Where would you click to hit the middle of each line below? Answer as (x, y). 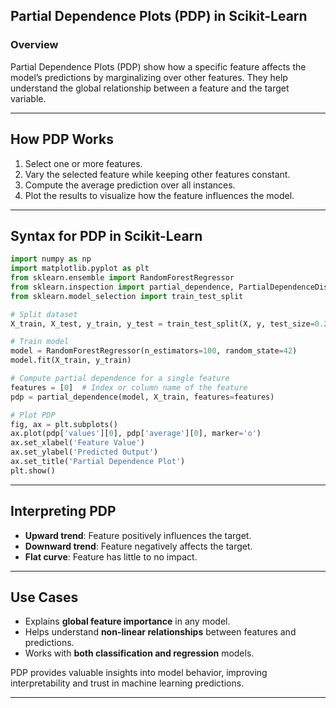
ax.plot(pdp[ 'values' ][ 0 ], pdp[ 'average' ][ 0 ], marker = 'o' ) (136, 434)
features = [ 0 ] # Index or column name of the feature (129, 387)
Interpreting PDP (63, 511)
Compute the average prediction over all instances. (130, 185)
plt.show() (33, 470)
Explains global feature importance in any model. (127, 621)
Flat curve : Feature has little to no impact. (111, 556)
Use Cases (44, 597)
